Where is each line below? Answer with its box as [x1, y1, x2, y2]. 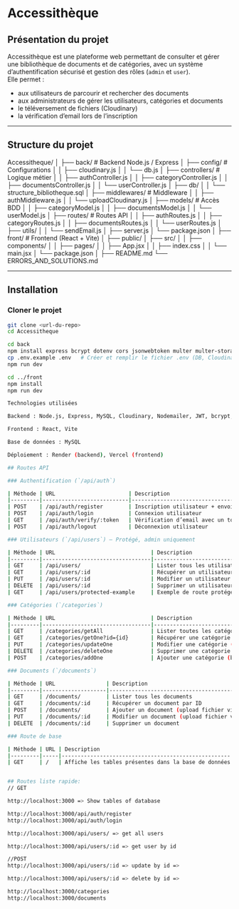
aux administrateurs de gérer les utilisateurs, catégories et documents [17, 96, 223, 105]
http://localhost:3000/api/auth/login [7, 817, 122, 824]
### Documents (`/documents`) [7, 667, 97, 674]
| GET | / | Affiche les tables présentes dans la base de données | [7, 758, 234, 766]
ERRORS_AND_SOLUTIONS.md [7, 256, 98, 265]
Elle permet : [7, 75, 45, 83]
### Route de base [7, 733, 62, 740]
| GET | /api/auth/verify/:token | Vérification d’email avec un [7, 517, 224, 524]
